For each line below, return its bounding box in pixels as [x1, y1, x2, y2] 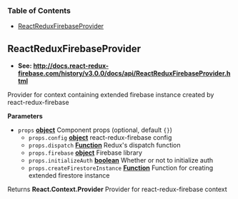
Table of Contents [7, 6, 71, 16]
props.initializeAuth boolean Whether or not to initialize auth [28, 156, 214, 165]
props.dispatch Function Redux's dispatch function [28, 141, 181, 150]
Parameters [7, 112, 43, 121]
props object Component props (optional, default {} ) [17, 126, 173, 134]
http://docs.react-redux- [33, 61, 109, 70]
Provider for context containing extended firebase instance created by [7, 91, 214, 99]
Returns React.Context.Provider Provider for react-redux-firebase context [7, 185, 227, 194]
